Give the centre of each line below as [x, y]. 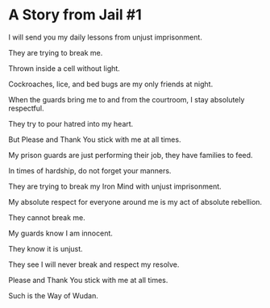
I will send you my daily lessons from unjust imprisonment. [106, 37]
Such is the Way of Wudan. [54, 295]
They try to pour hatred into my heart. [71, 123]
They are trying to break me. [56, 52]
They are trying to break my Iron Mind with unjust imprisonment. [115, 186]
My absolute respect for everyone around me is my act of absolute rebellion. [135, 202]
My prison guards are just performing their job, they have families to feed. [131, 155]
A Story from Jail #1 [75, 15]
